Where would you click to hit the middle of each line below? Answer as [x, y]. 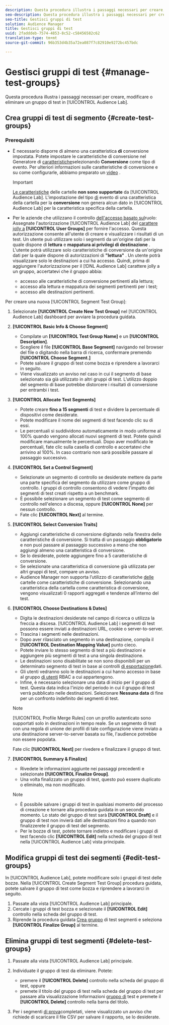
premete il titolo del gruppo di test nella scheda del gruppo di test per [92, 991]
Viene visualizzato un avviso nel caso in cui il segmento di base [86, 374]
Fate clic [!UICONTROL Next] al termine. [62, 515]
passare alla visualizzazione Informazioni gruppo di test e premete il [90, 997]
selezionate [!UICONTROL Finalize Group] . [65, 774]
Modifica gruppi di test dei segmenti [63, 858]
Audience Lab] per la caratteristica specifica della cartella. [73, 208]
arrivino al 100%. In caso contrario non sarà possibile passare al [86, 452]
